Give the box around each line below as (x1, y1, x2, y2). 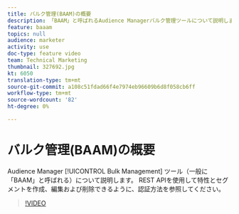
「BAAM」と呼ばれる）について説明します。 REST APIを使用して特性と (7, 176, 216, 184)
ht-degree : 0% (7, 103, 50, 110)
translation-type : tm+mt (7, 76, 81, 84)
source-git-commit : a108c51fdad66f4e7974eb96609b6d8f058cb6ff (7, 83, 196, 90)
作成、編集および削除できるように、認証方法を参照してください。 (31, 184, 225, 193)
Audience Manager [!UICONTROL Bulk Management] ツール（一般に (7, 166, 208, 175)
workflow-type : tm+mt (7, 90, 72, 97)
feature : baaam (7, 23, 53, 31)
